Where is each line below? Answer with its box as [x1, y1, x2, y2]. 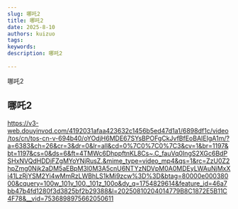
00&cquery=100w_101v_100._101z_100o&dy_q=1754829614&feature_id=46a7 [7, 179, 228, 188]
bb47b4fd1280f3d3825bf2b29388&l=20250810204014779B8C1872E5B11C [7, 186, 228, 195]
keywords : [7, 43, 37, 50]
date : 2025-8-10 [7, 23, 55, 30]
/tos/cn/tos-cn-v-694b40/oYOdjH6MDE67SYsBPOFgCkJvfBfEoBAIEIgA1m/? [7, 134, 230, 142]
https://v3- [7, 118, 39, 128]
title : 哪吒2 [7, 17, 44, 24]
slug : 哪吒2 [7, 10, 40, 18]
